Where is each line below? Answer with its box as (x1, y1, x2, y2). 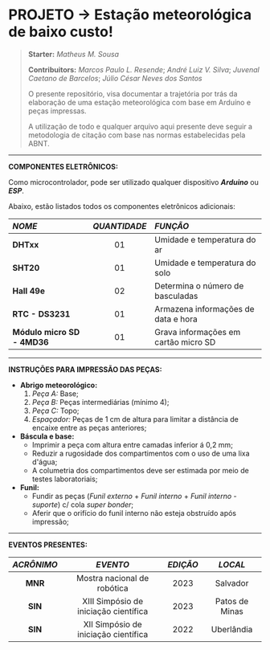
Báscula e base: (19, 431, 75, 441)
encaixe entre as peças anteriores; (31, 423, 147, 432)
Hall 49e (12, 285, 46, 296)
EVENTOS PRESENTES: (8, 540, 88, 550)
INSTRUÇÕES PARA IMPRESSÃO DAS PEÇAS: (8, 364, 162, 374)
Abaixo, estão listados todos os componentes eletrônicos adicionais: (8, 201, 235, 211)
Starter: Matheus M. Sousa (27, 49, 119, 59)
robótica (96, 583, 129, 594)
